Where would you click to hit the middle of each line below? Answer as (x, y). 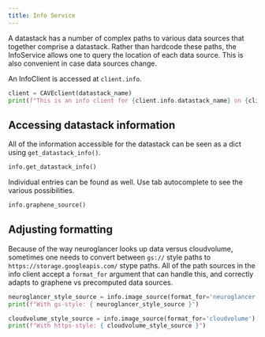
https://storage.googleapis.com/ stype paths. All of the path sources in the (132, 265)
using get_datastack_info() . (54, 153)
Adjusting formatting (60, 230)
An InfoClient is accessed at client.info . (75, 78)
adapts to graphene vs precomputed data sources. (91, 282)
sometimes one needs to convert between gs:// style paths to (110, 257)
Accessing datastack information (92, 125)
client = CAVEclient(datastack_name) (70, 93)
